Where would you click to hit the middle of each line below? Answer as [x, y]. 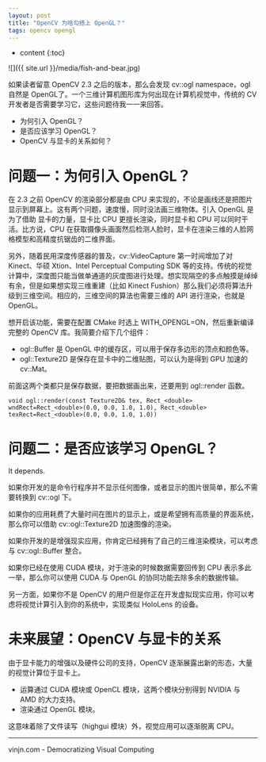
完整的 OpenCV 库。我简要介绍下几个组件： [80, 332]
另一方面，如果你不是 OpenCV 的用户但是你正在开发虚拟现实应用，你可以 [128, 595]
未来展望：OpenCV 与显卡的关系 [115, 639]
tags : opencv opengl [42, 30]
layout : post [30, 15]
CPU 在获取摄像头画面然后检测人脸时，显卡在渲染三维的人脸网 [152, 229]
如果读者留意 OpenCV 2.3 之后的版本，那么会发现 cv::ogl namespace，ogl [129, 85]
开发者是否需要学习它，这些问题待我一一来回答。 [88, 105]
